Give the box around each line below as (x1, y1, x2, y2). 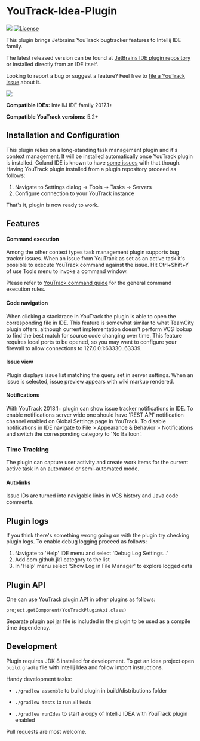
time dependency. (6, 624, 51, 631)
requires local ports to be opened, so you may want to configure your (6, 338, 177, 345)
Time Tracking (6, 445, 49, 453)
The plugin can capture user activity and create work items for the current (6, 459, 189, 466)
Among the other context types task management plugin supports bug (6, 248, 179, 256)
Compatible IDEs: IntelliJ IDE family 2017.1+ (6, 101, 113, 108)
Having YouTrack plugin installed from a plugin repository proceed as (6, 165, 177, 172)
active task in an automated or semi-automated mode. (6, 465, 139, 472)
